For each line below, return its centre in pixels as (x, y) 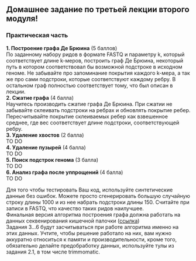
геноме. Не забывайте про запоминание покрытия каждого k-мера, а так (98, 73)
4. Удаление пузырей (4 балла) (46, 147)
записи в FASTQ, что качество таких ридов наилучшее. (75, 208)
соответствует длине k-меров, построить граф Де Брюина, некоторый (95, 60)
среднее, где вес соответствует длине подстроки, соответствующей (93, 123)
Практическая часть (37, 36)
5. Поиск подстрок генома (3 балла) (52, 159)
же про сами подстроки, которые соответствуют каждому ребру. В (91, 79)
